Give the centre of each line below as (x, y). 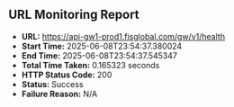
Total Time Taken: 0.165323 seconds (90, 65)
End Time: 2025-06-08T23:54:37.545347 (99, 55)
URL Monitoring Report (74, 15)
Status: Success (52, 84)
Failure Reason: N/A (59, 94)
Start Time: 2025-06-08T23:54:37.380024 (102, 46)
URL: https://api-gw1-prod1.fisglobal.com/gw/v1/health (123, 36)
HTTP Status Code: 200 (67, 75)
